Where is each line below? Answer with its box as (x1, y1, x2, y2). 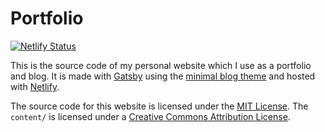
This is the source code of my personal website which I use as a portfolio (10, 59, 312, 71)
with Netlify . (10, 80, 60, 92)
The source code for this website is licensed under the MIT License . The (10, 100, 309, 112)
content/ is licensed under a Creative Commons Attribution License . (10, 110, 291, 122)
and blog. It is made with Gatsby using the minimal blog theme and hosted (10, 70, 316, 82)
